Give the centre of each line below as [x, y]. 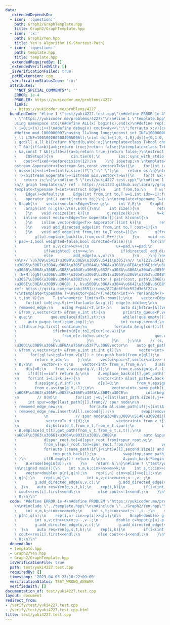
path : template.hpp [35, 52]
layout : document [24, 596]
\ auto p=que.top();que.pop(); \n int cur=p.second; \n [89, 322]
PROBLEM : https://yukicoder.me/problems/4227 [63, 100]
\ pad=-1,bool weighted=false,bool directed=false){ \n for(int [90, 241]
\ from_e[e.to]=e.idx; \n [62, 336]
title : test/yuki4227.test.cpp [38, 615]
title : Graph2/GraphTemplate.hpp [50, 29]
